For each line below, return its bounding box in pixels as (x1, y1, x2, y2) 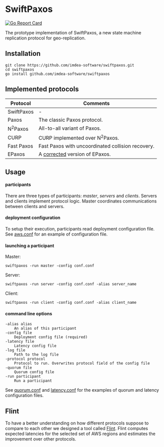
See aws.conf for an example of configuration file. (5, 231, 108, 237)
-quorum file (5, 365, 32, 370)
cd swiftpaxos (5, 67, 35, 72)
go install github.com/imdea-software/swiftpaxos (5, 71, 110, 76)
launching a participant (5, 242, 55, 248)
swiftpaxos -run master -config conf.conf (5, 263, 94, 268)
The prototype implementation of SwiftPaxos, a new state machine (5, 29, 142, 35)
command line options (5, 310, 52, 316)
